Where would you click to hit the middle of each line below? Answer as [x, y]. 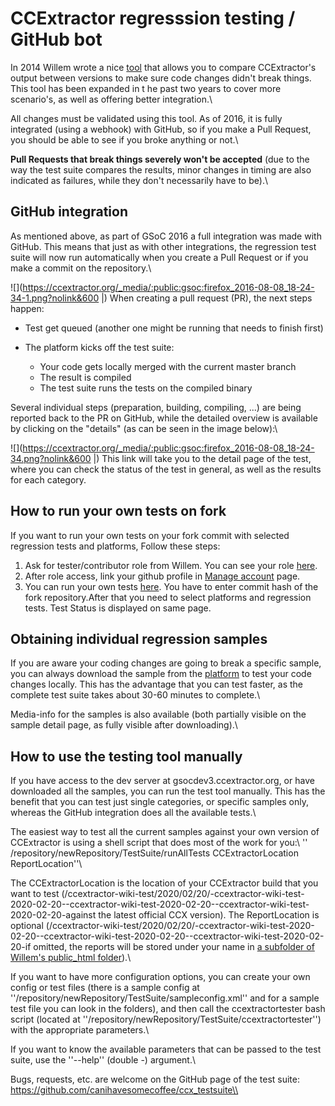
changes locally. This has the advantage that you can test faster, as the [156, 684]
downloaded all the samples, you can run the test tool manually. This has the [168, 791]
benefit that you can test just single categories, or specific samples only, [160, 802]
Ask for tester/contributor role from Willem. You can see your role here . [171, 565]
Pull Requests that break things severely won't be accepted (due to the [160, 159]
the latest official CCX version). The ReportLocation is [209, 915]
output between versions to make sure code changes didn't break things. [161, 78]
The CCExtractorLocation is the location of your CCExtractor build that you [164, 883]
